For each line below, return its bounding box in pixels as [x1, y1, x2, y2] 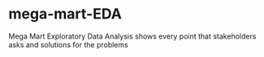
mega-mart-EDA [8, 5, 122, 23]
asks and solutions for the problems [8, 39, 128, 49]
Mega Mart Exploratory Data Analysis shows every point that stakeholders [8, 31, 257, 41]
